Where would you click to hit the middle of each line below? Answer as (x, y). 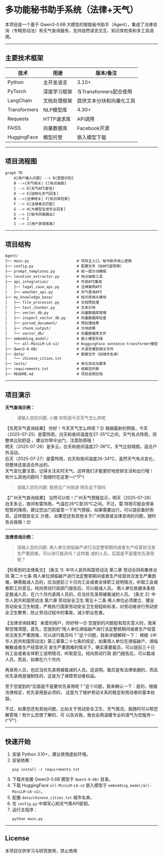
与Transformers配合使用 (105, 92)
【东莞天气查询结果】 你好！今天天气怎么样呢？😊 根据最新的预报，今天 (76, 428)
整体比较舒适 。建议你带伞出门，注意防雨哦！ (50, 440)
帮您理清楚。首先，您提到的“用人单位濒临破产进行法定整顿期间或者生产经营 (81, 629)
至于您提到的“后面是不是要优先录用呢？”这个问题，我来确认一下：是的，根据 (81, 686)
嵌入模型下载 (92, 137)
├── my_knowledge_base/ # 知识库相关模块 (56, 297)
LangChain (20, 100)
